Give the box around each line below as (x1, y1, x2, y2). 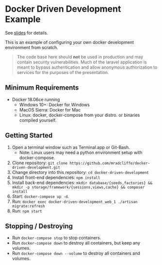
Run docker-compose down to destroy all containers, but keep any (12, 240, 141, 246)
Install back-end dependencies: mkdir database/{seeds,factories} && (12, 179, 153, 186)
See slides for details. (5, 30, 49, 36)
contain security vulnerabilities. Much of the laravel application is (16, 59, 147, 65)
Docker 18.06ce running (12, 96, 60, 102)
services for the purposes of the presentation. (16, 69, 109, 75)
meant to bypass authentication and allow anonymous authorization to (16, 64, 158, 70)
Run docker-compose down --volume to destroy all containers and (12, 250, 141, 256)
